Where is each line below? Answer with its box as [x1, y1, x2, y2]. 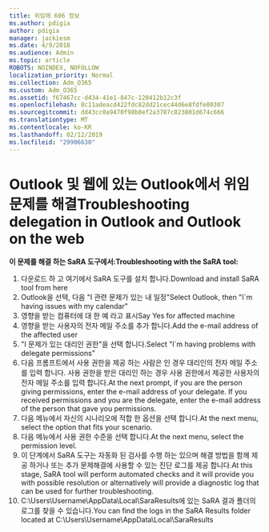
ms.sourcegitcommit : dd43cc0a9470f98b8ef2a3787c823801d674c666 [9, 109, 225, 117]
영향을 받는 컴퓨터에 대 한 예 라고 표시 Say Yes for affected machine [20, 311, 235, 321]
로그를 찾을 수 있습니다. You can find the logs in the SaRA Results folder [20, 506, 251, 516]
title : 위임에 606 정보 [9, 11, 80, 20]
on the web [9, 230, 85, 248]
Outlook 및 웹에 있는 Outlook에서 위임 [9, 175, 250, 193]
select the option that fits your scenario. [20, 422, 153, 432]
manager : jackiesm [9, 34, 70, 42]
